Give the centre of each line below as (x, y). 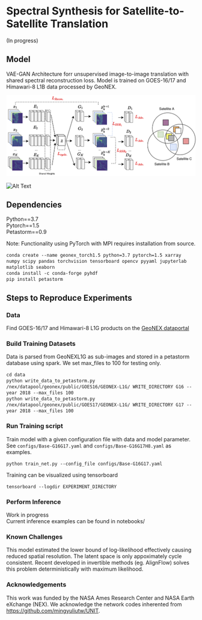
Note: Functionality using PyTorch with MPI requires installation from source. (101, 244)
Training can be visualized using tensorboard (62, 475)
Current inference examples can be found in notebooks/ (76, 521)
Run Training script (35, 426)
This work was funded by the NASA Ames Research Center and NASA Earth (100, 598)
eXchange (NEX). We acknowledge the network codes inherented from (94, 604)
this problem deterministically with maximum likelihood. (75, 569)
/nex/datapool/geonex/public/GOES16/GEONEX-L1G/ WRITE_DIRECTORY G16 (95, 387)
